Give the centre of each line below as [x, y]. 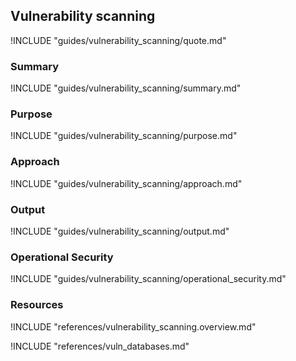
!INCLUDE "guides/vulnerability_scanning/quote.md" [118, 40]
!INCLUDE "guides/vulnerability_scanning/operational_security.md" [148, 279]
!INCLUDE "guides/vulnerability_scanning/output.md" [120, 231]
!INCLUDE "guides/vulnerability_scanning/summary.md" [126, 88]
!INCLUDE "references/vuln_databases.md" [100, 346]
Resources [37, 305]
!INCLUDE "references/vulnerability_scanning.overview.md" [133, 326]
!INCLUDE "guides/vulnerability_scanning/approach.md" [126, 183]
